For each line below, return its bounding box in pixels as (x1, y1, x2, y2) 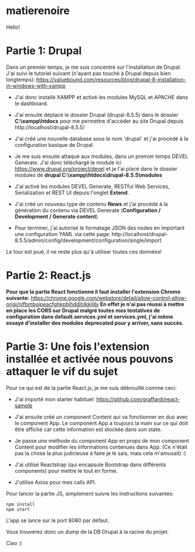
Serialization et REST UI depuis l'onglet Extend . (14, 189, 129, 196)
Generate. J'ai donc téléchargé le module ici (14, 159, 122, 166)
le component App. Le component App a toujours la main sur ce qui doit (14, 419, 189, 426)
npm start (6, 506, 30, 512)
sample (14, 402, 33, 409)
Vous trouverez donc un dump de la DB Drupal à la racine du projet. (6, 528, 169, 535)
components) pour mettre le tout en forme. (14, 467, 118, 474)
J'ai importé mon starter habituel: (14, 395, 95, 403)
